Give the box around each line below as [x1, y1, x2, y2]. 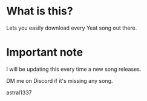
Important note [6, 45, 83, 59]
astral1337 [6, 89, 32, 96]
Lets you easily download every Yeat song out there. [6, 24, 137, 31]
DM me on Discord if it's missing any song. [6, 77, 113, 84]
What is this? [6, 4, 74, 18]
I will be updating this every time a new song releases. [6, 65, 142, 73]
